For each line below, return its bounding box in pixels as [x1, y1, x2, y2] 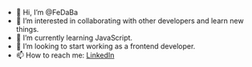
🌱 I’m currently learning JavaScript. [15, 33, 133, 42]
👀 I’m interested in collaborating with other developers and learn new [15, 16, 244, 26]
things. [15, 25, 39, 33]
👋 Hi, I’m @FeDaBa [15, 8, 79, 17]
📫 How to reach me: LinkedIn [15, 50, 115, 60]
